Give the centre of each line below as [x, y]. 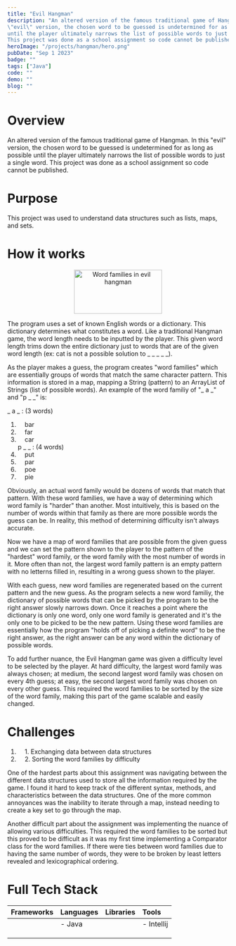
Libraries [120, 911]
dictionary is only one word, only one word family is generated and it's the [114, 615]
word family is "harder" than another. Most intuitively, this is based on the [113, 506]
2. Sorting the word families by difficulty [82, 759]
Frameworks [32, 911]
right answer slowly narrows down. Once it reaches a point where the [108, 608]
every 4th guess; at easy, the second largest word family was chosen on [112, 681]
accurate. [21, 528]
